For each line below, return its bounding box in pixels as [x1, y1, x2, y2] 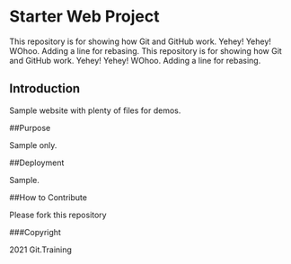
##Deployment [9, 157, 65, 168]
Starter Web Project [9, 6, 160, 27]
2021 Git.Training [9, 244, 72, 255]
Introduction [9, 81, 81, 96]
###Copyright [9, 226, 61, 237]
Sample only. [9, 139, 57, 150]
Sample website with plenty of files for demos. [9, 105, 181, 116]
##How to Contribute [9, 191, 88, 203]
